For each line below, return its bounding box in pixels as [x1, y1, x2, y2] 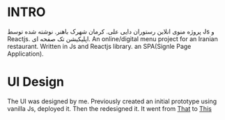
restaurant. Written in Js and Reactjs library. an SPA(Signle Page [7, 42, 192, 50]
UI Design [7, 74, 65, 90]
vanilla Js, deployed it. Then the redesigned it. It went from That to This [7, 104, 212, 112]
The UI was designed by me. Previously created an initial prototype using [7, 97, 217, 105]
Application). [7, 50, 44, 58]
